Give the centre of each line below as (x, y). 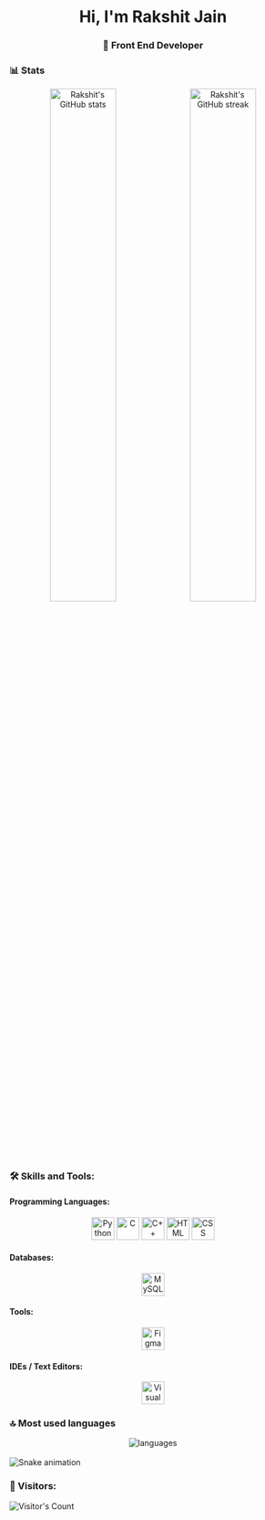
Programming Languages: (60, 1201)
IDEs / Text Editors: (46, 1366)
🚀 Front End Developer (153, 46)
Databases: (32, 1258)
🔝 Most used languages (63, 1423)
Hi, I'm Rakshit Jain (153, 17)
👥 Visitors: (33, 1486)
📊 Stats (27, 70)
